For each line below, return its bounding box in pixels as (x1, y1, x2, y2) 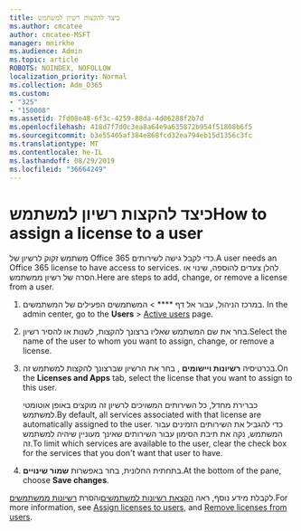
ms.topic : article (9, 55, 79, 64)
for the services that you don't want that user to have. (22, 448, 223, 459)
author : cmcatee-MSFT (9, 30, 91, 39)
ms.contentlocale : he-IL (9, 147, 103, 156)
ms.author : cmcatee (9, 22, 83, 31)
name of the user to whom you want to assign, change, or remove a (22, 336, 275, 346)
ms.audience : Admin (9, 47, 83, 56)
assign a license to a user (9, 223, 203, 243)
